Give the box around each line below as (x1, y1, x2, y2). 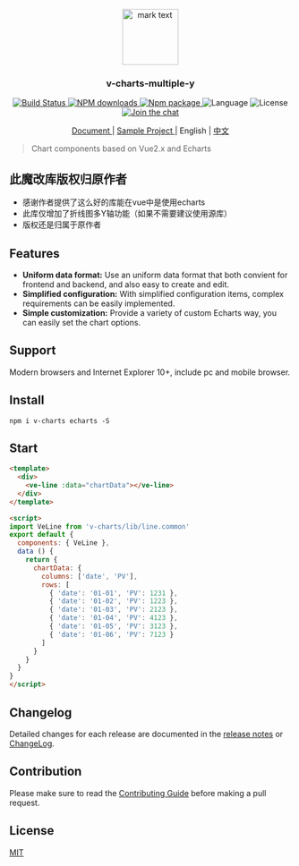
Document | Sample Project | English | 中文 (71, 125, 230, 136)
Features (9, 246, 60, 261)
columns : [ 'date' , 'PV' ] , (41, 572, 139, 581)
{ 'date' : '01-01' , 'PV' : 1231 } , (48, 589, 178, 598)
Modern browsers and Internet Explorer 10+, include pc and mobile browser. (9, 367, 291, 378)
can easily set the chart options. (21, 317, 141, 327)
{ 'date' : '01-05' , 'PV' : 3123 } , (48, 622, 178, 631)
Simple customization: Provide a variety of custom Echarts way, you (21, 307, 278, 318)
